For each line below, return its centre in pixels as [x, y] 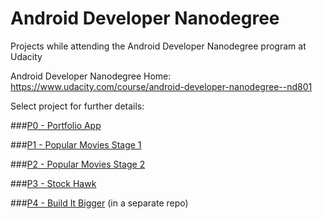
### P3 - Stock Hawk [53, 183]
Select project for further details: [77, 106]
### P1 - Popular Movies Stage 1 [76, 144]
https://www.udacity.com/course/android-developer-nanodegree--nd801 [161, 86]
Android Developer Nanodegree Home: [91, 76]
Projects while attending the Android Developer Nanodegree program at [158, 46]
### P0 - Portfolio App [56, 125]
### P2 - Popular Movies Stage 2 [78, 164]
